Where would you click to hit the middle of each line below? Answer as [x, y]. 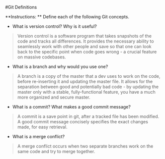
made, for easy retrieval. [42, 127]
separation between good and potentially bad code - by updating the [88, 87]
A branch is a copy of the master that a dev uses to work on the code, [89, 76]
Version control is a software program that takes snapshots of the [84, 36]
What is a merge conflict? [39, 136]
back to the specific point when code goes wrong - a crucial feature [87, 52]
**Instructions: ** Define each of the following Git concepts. [67, 17]
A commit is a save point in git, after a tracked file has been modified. [88, 116]
